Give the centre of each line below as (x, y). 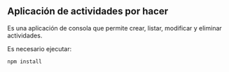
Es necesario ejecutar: (40, 48)
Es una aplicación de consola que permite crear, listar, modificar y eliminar (114, 28)
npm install (25, 62)
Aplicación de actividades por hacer (88, 11)
